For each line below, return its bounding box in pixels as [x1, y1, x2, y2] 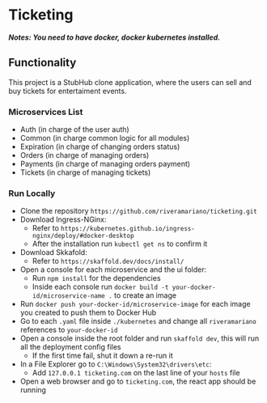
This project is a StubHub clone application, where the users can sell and [8, 77, 252, 87]
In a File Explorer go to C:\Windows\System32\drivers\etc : [19, 359, 212, 369]
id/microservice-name [32, 292, 105, 300]
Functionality [8, 56, 77, 70]
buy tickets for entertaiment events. [8, 86, 127, 95]
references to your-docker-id [19, 325, 118, 335]
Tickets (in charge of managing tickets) [19, 168, 151, 177]
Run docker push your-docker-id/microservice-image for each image [19, 299, 251, 309]
